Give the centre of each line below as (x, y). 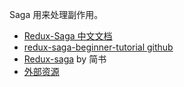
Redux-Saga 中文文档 (68, 36)
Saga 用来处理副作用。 (56, 14)
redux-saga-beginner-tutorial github (98, 47)
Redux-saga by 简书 (65, 59)
